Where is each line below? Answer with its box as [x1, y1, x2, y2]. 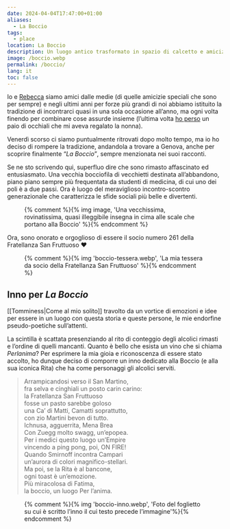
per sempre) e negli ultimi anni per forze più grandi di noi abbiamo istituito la [7, 100, 222, 109]
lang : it [7, 67, 32, 74]
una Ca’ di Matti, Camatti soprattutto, [23, 407, 128, 415]
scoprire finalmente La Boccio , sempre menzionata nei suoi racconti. [7, 150, 207, 158]
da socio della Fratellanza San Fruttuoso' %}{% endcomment [24, 262, 196, 270]
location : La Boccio [7, 42, 66, 49]
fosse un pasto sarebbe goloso [23, 399, 112, 407]
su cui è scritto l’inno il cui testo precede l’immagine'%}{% [24, 508, 190, 516]
